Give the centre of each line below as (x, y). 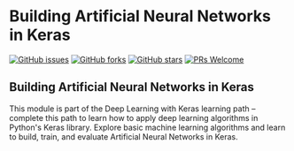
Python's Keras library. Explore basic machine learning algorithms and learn (147, 127)
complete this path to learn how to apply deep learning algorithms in (134, 117)
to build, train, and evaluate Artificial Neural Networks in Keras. (124, 136)
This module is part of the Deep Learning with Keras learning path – (132, 109)
